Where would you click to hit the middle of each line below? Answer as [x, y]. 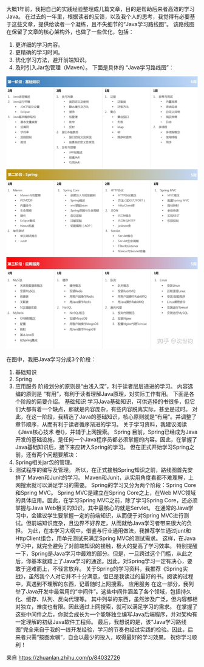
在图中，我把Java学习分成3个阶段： [51, 359]
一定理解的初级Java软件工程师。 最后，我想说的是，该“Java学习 [95, 621]
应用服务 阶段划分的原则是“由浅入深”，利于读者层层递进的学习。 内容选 [104, 386]
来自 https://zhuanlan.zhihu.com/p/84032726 [63, 657]
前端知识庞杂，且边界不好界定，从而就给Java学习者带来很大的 [109, 523]
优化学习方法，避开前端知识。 [52, 60]
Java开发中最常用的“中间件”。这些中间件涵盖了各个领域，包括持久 [109, 591]
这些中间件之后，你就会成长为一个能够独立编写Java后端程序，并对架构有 [106, 614]
